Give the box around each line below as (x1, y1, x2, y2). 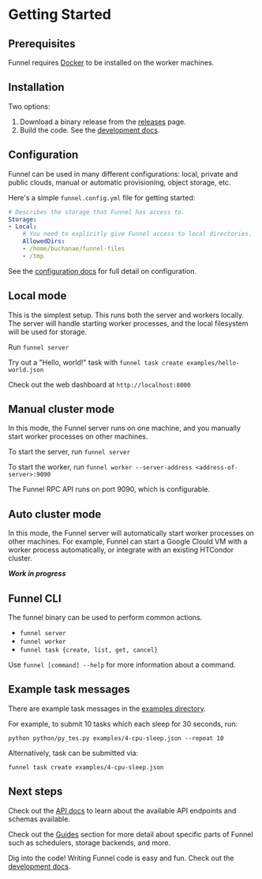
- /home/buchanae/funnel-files (22, 245, 125, 252)
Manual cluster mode (8, 402, 114, 416)
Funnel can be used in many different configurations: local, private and (8, 169, 238, 178)
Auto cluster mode (8, 507, 102, 521)
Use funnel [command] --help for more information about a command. (8, 660, 236, 669)
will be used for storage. (8, 327, 88, 336)
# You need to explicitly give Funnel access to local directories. (22, 230, 253, 238)
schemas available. (8, 814, 71, 824)
